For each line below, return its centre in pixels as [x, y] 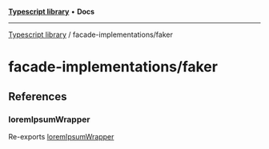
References [38, 97]
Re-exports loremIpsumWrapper [61, 136]
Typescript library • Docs [51, 12]
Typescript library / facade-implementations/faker [91, 34]
